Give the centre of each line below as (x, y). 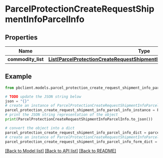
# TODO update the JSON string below (43, 97)
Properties (21, 37)
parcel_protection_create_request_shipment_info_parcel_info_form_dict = (81, 142)
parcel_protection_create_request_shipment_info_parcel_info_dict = (76, 133)
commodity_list (25, 59)
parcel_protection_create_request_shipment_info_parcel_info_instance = (80, 110)
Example (18, 77)
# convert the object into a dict (40, 128)
